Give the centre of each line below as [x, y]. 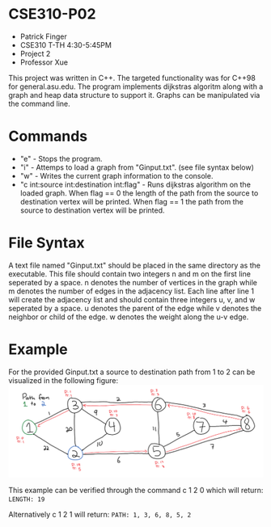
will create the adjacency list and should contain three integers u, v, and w [132, 299]
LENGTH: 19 [27, 500]
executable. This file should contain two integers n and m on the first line [129, 274]
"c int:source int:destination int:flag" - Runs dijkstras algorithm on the [135, 184]
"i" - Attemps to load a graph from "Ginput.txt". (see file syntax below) [137, 167]
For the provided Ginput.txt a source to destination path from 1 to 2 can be [132, 372]
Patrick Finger [43, 36]
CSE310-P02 [52, 14]
